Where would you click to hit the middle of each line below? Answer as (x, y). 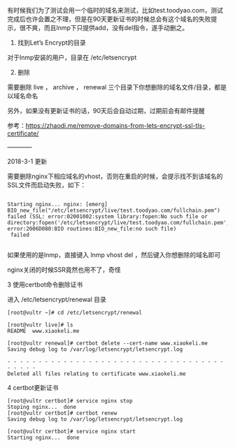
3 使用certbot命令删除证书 (45, 284)
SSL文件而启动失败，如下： (47, 185)
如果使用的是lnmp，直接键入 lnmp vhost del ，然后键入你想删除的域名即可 (114, 255)
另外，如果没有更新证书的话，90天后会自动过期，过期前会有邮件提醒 (106, 111)
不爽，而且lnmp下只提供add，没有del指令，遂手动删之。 (107, 28)
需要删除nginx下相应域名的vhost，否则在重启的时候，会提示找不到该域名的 (115, 176)
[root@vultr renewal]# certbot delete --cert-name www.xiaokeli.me (108, 343)
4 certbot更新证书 (33, 388)
